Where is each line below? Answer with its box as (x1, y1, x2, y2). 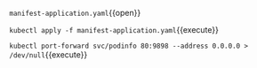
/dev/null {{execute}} (9, 49, 88, 60)
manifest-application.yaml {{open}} (9, 8, 141, 18)
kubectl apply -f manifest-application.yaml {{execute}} (9, 25, 220, 34)
